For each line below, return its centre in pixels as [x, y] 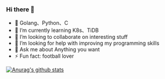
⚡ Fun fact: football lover [44, 56]
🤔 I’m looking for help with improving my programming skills [87, 43]
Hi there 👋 [21, 9]
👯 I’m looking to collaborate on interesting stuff [71, 37]
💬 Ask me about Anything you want [57, 50]
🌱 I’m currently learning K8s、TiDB [56, 30]
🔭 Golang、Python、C [41, 23]
